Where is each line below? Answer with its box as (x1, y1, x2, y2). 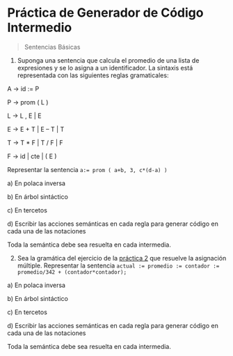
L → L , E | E (7, 111, 42, 120)
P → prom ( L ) (7, 98, 49, 106)
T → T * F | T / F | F (7, 138, 64, 147)
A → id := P (7, 84, 40, 93)
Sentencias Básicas (24, 42, 81, 51)
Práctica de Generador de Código (7, 5, 204, 21)
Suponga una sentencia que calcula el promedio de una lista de (17, 56, 200, 64)
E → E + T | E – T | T (7, 125, 65, 133)
